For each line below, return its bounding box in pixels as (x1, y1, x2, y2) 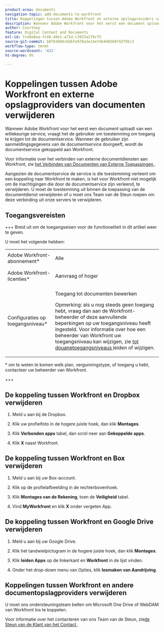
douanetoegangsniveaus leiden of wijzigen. (55, 344, 155, 351)
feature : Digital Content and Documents (5, 30, 89, 35)
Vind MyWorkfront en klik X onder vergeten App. (12, 503, 112, 509)
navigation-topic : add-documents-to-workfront (5, 12, 102, 17)
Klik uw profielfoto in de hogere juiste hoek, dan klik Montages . (12, 421, 140, 427)
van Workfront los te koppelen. (5, 607, 67, 613)
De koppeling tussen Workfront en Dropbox (5, 391, 140, 399)
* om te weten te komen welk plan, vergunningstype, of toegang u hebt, (5, 362, 150, 368)
